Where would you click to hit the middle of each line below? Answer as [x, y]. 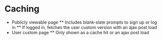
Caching [22, 9]
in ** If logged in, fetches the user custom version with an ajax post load [84, 27]
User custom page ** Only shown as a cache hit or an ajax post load [80, 32]
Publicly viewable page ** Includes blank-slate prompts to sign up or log [84, 22]
